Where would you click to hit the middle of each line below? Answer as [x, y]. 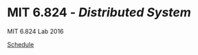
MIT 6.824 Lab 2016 [35, 31]
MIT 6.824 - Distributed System [99, 13]
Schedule [21, 44]
